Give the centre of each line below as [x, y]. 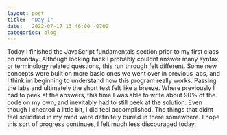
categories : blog [32, 32]
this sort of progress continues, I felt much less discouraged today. [102, 124]
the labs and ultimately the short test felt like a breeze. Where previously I [111, 88]
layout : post [26, 13]
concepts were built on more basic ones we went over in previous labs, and [114, 74]
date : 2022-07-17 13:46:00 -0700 [58, 26]
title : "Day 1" [30, 20]
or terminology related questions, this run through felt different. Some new [112, 66]
